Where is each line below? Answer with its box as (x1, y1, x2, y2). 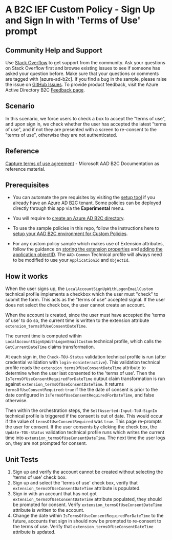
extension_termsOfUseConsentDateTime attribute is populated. (12, 485, 141, 492)
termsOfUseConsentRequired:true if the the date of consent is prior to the (5, 387, 158, 393)
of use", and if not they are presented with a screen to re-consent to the (5, 126, 157, 132)
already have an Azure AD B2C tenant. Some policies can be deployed (12, 200, 161, 206)
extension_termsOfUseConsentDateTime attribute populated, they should (12, 496, 162, 502)
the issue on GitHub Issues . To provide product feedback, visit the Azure (5, 81, 159, 87)
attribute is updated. (12, 529, 56, 535)
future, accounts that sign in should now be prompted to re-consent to (12, 518, 162, 524)
